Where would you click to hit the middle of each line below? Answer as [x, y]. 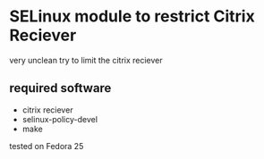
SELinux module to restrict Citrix [132, 17]
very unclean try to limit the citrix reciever [86, 60]
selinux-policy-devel [60, 119]
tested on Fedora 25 [47, 146]
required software [60, 88]
